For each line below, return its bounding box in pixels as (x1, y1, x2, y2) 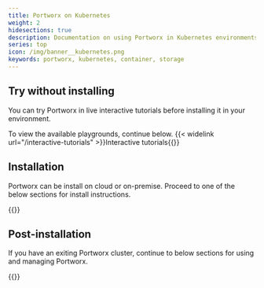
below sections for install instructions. (8, 190, 131, 199)
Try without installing (8, 84, 115, 98)
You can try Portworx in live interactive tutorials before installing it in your (8, 105, 246, 115)
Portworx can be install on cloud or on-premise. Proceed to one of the (8, 181, 236, 190)
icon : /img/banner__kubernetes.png (8, 48, 125, 56)
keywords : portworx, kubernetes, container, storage (8, 56, 185, 64)
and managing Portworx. (8, 257, 88, 266)
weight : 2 (8, 19, 41, 27)
